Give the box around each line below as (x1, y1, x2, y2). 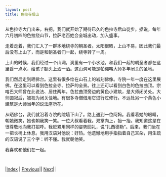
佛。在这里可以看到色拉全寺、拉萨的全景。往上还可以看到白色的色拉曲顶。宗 (5, 82, 161, 88)
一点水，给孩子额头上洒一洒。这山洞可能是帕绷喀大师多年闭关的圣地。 (13, 65, 157, 72)
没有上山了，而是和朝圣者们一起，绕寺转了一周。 (9, 49, 109, 55)
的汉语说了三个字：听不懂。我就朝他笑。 (5, 136, 87, 142)
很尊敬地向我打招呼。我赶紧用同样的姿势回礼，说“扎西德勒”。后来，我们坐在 (5, 124, 161, 130)
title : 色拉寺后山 (5, 12, 40, 17)
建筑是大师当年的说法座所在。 (5, 101, 66, 107)
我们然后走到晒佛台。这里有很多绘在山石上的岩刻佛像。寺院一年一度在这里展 (5, 76, 161, 82)
